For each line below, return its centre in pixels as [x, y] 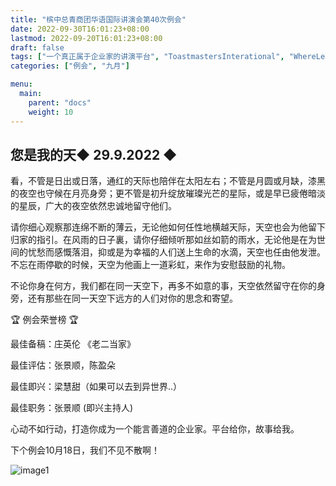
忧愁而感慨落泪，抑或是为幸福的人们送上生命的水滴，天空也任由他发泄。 [176, 252]
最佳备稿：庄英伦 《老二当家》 [73, 344]
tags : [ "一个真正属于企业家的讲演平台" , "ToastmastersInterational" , [147, 57]
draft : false [37, 47]
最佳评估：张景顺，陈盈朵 [63, 365]
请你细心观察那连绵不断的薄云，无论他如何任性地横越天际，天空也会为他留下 [168, 227]
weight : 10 [51, 112]
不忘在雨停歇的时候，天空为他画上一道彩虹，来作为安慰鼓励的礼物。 [150, 265]
